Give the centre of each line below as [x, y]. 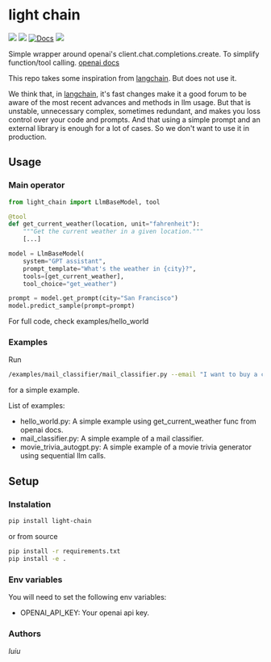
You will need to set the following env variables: [88, 597]
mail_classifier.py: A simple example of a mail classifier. [112, 439]
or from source [33, 536]
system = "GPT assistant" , [65, 261]
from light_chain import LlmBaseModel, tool [84, 202]
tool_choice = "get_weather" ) [70, 284]
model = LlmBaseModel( [46, 254]
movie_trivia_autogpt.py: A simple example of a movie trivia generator [136, 447]
